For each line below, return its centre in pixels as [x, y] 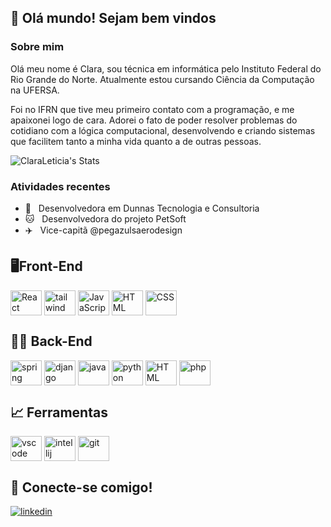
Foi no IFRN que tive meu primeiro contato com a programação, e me [152, 109]
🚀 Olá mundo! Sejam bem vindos [113, 18]
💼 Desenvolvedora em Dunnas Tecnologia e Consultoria [142, 208]
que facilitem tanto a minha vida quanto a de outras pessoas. [136, 141]
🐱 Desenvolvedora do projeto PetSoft [105, 218]
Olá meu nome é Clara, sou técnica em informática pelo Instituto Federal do [166, 68]
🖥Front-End [46, 266]
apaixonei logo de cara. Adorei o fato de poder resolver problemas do [154, 120]
